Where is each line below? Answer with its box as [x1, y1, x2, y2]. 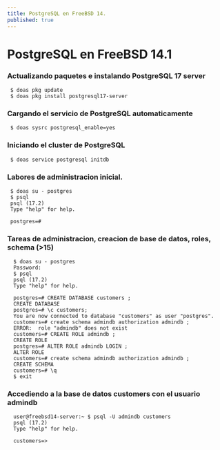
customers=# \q [13, 367, 57, 374]
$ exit [13, 373, 32, 380]
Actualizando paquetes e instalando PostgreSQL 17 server [7, 71, 206, 80]
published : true [7, 17, 54, 24]
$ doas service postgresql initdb [10, 156, 110, 163]
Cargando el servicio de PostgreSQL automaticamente [7, 109, 193, 118]
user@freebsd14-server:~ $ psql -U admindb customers [13, 413, 171, 420]
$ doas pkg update [10, 86, 63, 93]
